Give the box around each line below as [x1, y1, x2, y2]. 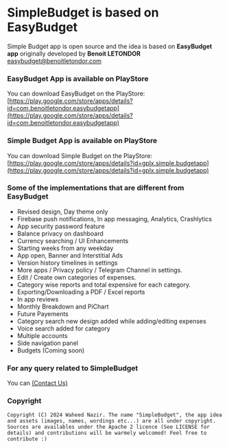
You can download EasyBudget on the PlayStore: [7, 89, 145, 98]
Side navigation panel [16, 339, 79, 347]
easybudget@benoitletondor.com [7, 56, 101, 65]
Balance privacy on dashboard [16, 229, 104, 238]
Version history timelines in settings [16, 258, 118, 267]
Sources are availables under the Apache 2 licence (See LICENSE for [7, 424, 210, 431]
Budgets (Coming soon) [16, 346, 85, 355]
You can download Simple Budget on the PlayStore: [7, 151, 153, 159]
